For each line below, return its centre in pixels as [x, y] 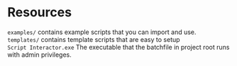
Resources [40, 12]
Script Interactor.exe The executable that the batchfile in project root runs [118, 47]
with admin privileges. [40, 55]
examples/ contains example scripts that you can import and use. [102, 32]
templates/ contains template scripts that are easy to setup [94, 39]
